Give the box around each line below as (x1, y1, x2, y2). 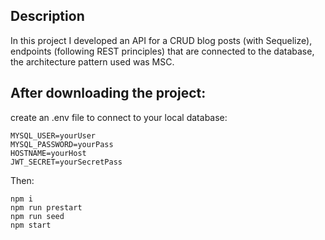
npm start (10, 220, 52, 230)
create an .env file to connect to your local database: (10, 111, 228, 123)
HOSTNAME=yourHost (10, 148, 87, 158)
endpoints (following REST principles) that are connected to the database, (10, 45, 315, 57)
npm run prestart (10, 202, 83, 213)
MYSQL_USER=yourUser (10, 130, 97, 141)
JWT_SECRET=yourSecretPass (10, 157, 123, 167)
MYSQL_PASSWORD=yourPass (10, 139, 114, 149)
